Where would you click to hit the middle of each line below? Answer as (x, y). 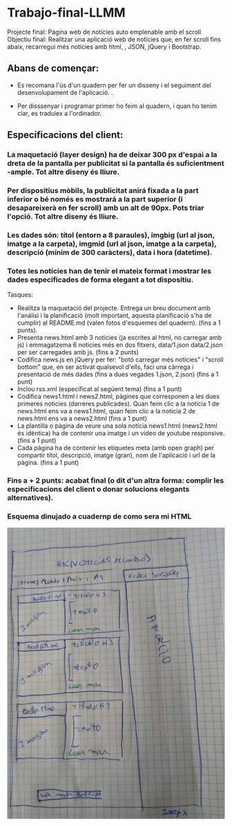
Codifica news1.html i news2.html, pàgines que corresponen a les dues (118, 397)
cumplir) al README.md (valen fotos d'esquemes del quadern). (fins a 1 (119, 323)
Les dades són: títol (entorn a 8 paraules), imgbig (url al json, (111, 235)
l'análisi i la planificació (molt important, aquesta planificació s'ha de (114, 316)
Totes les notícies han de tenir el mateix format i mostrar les (109, 271)
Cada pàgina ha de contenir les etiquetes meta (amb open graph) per (116, 448)
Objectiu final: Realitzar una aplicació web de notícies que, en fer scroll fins (114, 39)
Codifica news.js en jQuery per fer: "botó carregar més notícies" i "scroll (120, 360)
